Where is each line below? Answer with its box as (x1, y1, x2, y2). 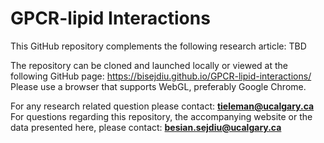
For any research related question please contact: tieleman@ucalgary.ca (10, 100, 315, 112)
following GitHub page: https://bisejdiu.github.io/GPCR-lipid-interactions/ (10, 70, 312, 82)
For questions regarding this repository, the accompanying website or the (10, 110, 313, 122)
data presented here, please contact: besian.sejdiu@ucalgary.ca (10, 121, 282, 133)
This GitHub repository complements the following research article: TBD (10, 40, 307, 52)
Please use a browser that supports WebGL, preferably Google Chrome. (10, 80, 307, 92)
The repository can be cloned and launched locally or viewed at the (10, 59, 288, 71)
